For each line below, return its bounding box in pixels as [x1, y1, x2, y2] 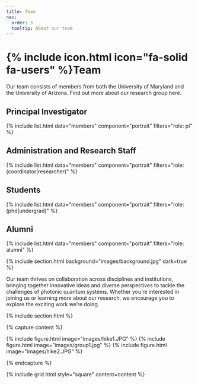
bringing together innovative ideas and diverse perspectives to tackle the [6, 282, 185, 289]
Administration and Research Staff [6, 146, 136, 156]
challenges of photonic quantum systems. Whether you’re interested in [6, 288, 180, 296]
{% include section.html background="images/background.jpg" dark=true [6, 258, 187, 265]
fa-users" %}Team [6, 64, 101, 77]
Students [6, 185, 41, 195]
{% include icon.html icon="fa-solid [6, 51, 188, 64]
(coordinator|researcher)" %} [6, 167, 78, 175]
